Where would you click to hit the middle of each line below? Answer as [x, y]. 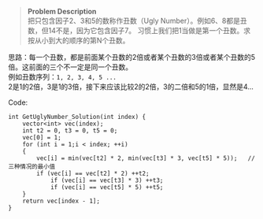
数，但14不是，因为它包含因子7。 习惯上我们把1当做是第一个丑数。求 [139, 30]
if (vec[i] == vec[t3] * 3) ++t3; [107, 180]
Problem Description [62, 11]
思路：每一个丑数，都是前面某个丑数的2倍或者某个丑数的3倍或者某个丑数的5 [132, 57]
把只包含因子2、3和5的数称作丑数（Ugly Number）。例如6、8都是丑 [137, 20]
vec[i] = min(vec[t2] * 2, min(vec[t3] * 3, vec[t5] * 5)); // [146, 158]
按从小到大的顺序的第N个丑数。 [78, 40]
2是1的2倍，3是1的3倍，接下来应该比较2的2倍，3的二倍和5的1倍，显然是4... [131, 87]
